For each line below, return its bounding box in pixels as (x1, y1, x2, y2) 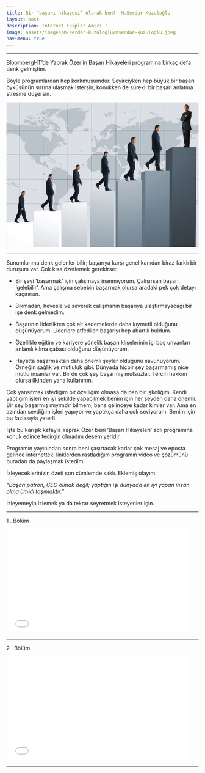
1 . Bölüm (6, 517, 29, 524)
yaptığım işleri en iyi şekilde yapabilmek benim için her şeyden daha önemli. (6, 395, 197, 402)
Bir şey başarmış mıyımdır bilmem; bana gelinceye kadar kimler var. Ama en (6, 401, 196, 409)
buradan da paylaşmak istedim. (6, 457, 85, 464)
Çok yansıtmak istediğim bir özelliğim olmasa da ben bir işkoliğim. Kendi (6, 388, 187, 395)
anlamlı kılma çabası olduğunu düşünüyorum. (15, 345, 129, 353)
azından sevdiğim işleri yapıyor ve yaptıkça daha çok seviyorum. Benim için (6, 408, 196, 415)
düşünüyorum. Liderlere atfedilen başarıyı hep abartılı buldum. (15, 327, 172, 334)
